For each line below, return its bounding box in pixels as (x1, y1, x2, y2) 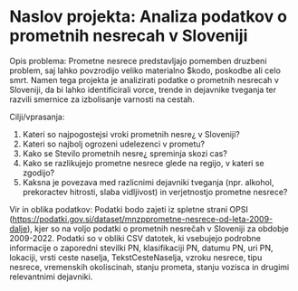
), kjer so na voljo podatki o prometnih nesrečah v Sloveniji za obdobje (26, 223, 290, 234)
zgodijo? (22, 167, 55, 178)
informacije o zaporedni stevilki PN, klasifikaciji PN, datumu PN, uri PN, (9, 242, 274, 253)
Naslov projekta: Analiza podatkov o (9, 6, 288, 27)
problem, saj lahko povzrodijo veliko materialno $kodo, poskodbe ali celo (9, 65, 281, 76)
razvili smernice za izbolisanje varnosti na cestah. (9, 93, 195, 105)
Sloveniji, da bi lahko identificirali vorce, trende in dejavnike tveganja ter (9, 84, 277, 95)
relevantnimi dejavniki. (9, 271, 93, 282)
